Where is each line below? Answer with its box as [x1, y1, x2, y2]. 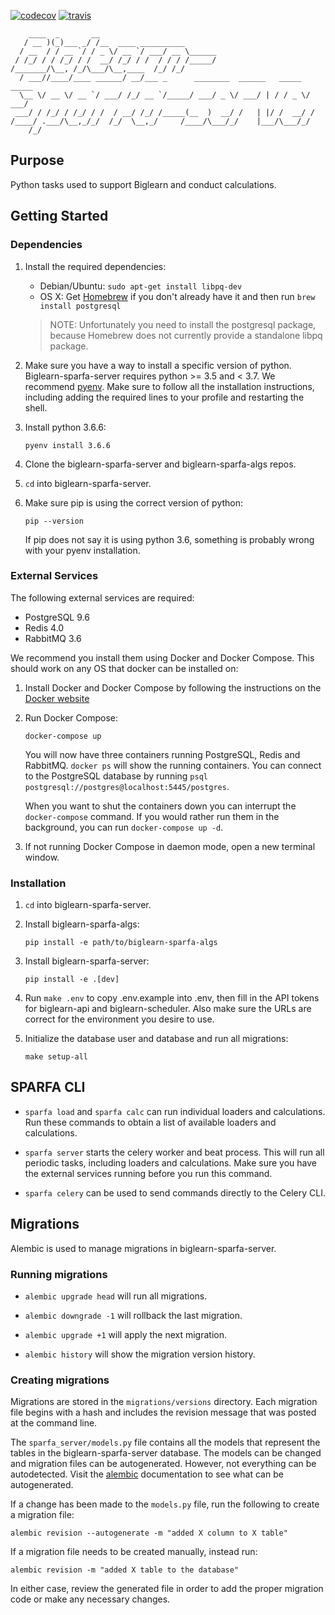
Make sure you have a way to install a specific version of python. [24, 359, 292, 371]
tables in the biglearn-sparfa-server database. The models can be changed [10, 1447, 322, 1459]
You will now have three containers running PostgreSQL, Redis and [24, 748, 301, 760]
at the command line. [10, 1417, 98, 1429]
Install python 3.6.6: [24, 421, 107, 433]
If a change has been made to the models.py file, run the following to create [10, 1498, 320, 1510]
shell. [24, 401, 48, 414]
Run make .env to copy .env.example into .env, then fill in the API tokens [24, 992, 320, 1004]
